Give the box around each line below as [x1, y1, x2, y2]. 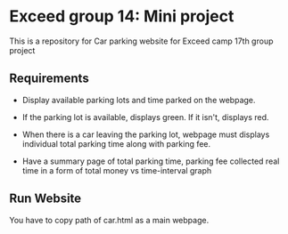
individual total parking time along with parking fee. [21, 138, 211, 149]
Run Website [9, 191, 82, 206]
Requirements [9, 71, 89, 86]
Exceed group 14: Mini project [9, 6, 235, 27]
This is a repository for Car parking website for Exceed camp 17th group [9, 36, 274, 46]
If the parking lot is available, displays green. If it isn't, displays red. [21, 111, 269, 122]
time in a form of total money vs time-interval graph [21, 165, 212, 175]
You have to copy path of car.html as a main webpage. [9, 214, 210, 225]
